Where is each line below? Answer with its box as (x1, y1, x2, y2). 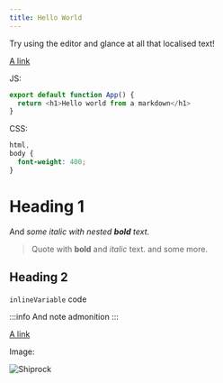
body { (9, 150, 34, 159)
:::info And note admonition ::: (9, 311, 119, 322)
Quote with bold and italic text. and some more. (31, 243, 209, 254)
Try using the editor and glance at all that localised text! (9, 38, 216, 49)
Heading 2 (9, 269, 69, 285)
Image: (9, 346, 35, 357)
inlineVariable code (9, 294, 87, 305)
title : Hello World (9, 13, 83, 23)
